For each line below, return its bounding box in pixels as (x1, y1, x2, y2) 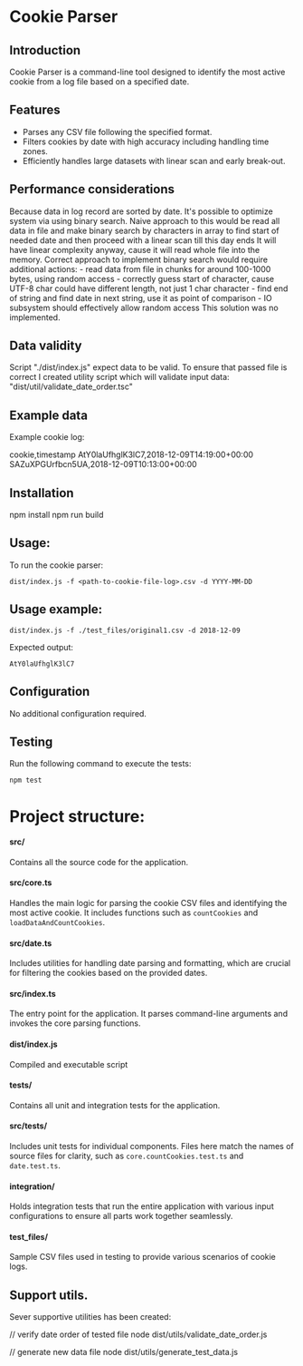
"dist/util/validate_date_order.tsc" (9, 381, 134, 392)
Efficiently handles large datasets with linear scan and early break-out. (22, 155, 286, 166)
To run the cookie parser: (9, 560, 104, 571)
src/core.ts (9, 877, 52, 888)
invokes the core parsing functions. (9, 1018, 141, 1029)
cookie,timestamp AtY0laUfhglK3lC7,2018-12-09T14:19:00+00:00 (9, 449, 254, 460)
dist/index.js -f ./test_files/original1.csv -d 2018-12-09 (9, 626, 241, 635)
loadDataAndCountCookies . (9, 916, 106, 927)
